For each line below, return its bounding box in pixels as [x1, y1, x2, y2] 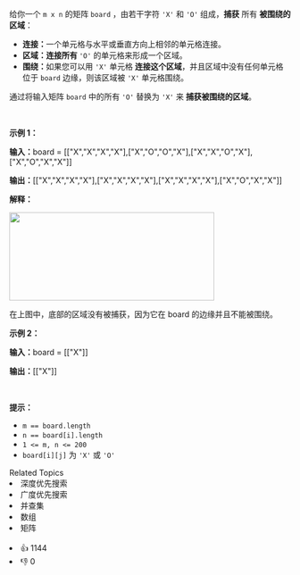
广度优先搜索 [21, 489, 68, 499]
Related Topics [9, 468, 64, 478]
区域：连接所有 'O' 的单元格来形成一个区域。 [21, 50, 187, 61]
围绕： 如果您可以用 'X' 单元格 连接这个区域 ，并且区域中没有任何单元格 [21, 62, 284, 71]
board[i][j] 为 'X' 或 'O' [21, 450, 116, 460]
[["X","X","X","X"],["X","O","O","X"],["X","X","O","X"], [63, 146, 253, 157]
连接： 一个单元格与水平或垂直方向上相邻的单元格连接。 [21, 39, 226, 49]
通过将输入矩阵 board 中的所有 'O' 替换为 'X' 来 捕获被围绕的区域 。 [9, 91, 257, 102]
